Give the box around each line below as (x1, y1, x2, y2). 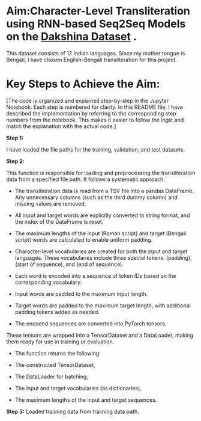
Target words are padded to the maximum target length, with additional (14, 302, 191, 309)
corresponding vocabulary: (14, 278, 82, 286)
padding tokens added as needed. (14, 308, 100, 315)
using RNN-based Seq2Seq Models (6, 17, 186, 31)
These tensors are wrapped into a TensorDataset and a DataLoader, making (6, 331, 194, 339)
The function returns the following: (14, 349, 101, 357)
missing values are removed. (14, 200, 86, 207)
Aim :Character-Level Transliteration (6, 4, 190, 18)
